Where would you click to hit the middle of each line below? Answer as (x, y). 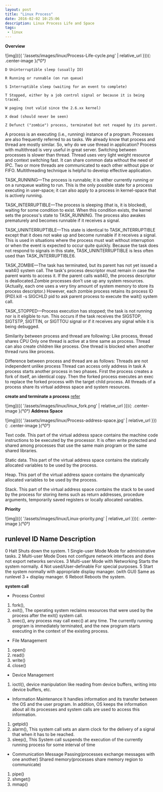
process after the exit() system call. (47, 615)
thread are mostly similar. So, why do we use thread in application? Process (81, 145)
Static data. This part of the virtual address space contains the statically (77, 460)
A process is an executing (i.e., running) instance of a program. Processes (79, 134)
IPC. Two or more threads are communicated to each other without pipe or (80, 165)
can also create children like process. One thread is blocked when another (80, 346)
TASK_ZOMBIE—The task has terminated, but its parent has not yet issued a (81, 265)
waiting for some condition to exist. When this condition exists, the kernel (78, 210)
